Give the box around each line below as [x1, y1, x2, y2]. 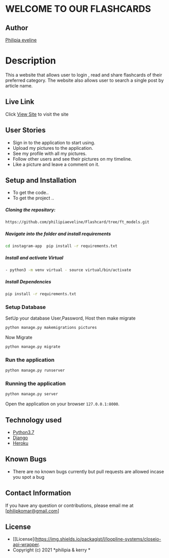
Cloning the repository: [5, 207, 56, 213]
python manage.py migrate [5, 344, 60, 349]
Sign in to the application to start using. [12, 139, 95, 146]
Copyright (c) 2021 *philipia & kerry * [12, 547, 91, 553]
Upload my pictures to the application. [12, 145, 93, 151]
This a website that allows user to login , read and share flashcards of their [5, 72, 162, 78]
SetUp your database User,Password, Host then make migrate [5, 315, 136, 321]
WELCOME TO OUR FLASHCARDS [5, 3, 151, 15]
